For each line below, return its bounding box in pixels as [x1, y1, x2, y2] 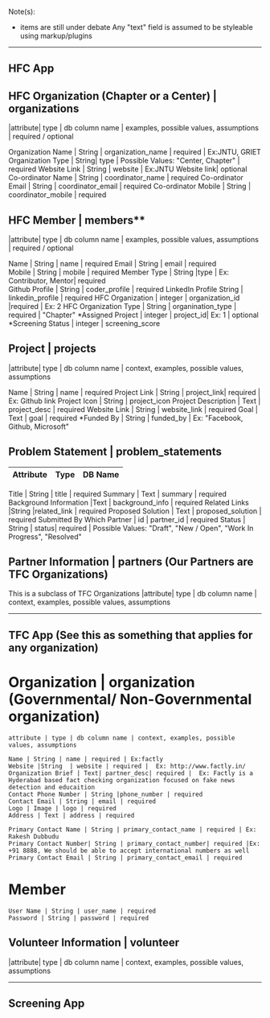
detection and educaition [8, 783, 95, 791]
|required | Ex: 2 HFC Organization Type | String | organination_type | [8, 302, 237, 311]
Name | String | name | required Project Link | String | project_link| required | [8, 387, 261, 397]
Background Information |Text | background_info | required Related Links [8, 497, 249, 507]
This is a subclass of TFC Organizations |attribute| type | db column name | [8, 589, 257, 599]
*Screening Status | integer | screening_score [8, 319, 161, 328]
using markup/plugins [19, 31, 92, 40]
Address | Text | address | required [8, 811, 135, 819]
